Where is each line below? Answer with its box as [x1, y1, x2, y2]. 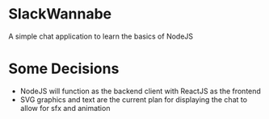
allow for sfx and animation [19, 103, 111, 113]
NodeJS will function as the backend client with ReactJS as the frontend [19, 86, 261, 96]
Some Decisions [8, 59, 120, 78]
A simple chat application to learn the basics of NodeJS [8, 31, 194, 41]
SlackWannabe [8, 5, 112, 23]
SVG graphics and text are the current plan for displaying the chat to [19, 94, 248, 105]
